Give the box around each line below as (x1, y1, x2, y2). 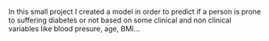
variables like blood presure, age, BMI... (8, 24, 141, 33)
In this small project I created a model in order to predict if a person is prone (8, 7, 261, 16)
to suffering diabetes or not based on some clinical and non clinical (8, 15, 232, 25)
